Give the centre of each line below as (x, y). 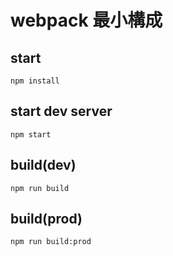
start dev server (61, 111)
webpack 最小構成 (86, 20)
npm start (31, 134)
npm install (35, 81)
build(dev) (43, 165)
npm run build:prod (51, 242)
